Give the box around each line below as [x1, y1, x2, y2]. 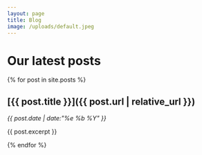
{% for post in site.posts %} [7, 75, 86, 84]
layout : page [7, 10, 45, 17]
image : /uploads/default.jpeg [7, 23, 95, 30]
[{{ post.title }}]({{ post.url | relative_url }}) [7, 95, 196, 107]
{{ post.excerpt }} [7, 127, 57, 136]
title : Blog [7, 17, 42, 24]
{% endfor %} [7, 141, 47, 149]
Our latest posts [7, 53, 102, 69]
